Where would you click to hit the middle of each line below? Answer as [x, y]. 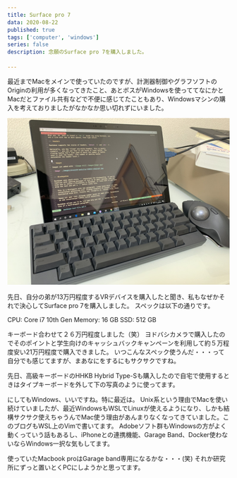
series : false [28, 45]
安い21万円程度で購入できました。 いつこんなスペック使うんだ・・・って [119, 352]
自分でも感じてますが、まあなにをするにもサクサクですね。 [94, 360]
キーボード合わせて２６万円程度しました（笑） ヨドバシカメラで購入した [113, 334]
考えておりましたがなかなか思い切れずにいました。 [93, 108]
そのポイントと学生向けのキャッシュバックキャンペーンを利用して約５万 [118, 343]
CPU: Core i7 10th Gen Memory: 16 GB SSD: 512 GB [82, 319]
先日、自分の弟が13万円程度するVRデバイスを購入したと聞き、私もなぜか [113, 297]
